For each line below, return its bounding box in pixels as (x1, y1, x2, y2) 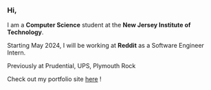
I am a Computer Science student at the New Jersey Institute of (7, 21, 191, 29)
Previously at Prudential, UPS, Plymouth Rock (7, 62, 136, 70)
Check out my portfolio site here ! (7, 75, 102, 83)
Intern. (7, 48, 26, 57)
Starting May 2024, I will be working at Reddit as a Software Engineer (7, 42, 205, 50)
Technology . (7, 28, 44, 36)
